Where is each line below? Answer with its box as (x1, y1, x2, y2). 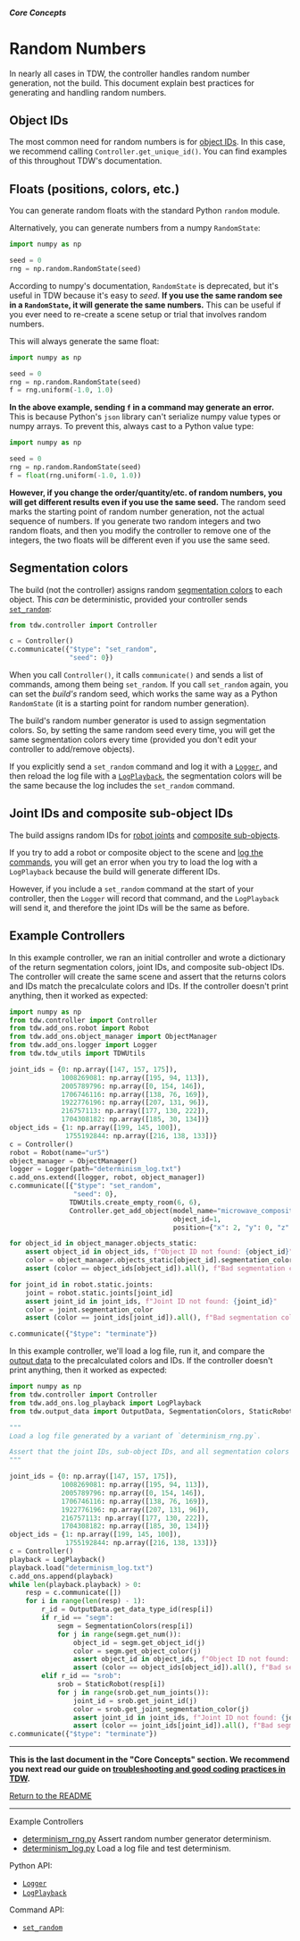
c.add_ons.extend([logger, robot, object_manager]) (9, 1173, 205, 1182)
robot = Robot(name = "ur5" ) (9, 1148, 110, 1157)
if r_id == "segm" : (41, 1614, 114, 1623)
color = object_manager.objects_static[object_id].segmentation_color (25, 1256, 294, 1265)
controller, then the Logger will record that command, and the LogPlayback (9, 892, 279, 903)
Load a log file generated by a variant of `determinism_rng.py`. (9, 1431, 262, 1440)
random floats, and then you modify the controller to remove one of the (9, 525, 271, 536)
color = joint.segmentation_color (25, 1305, 154, 1314)
